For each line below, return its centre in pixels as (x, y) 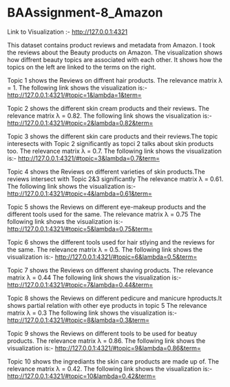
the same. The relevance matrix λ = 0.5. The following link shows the (105, 249)
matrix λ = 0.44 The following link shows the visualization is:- (94, 278)
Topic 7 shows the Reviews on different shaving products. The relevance (110, 270)
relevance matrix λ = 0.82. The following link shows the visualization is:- (109, 116)
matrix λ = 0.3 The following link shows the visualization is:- (92, 313)
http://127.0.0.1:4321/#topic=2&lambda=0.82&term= (80, 123)
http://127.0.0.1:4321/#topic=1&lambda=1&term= (75, 95)
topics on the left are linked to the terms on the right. (82, 67)
